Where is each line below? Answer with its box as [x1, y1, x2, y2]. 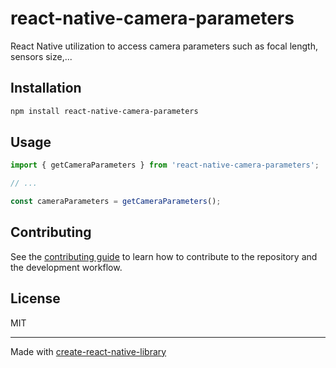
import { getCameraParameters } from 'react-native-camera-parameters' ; [10, 160, 320, 171]
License [10, 290, 61, 307]
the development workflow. [10, 261, 123, 273]
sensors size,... [10, 50, 73, 62]
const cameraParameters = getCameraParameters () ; [10, 197, 222, 207]
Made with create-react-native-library [10, 345, 167, 357]
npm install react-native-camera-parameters [10, 106, 199, 116]
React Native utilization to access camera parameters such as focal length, [10, 40, 318, 52]
